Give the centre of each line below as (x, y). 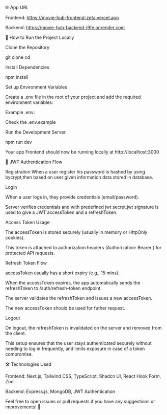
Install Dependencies (27, 67)
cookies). (15, 238)
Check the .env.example (31, 122)
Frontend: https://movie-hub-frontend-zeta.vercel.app (62, 18)
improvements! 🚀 (23, 407)
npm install (17, 77)
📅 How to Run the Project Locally (40, 37)
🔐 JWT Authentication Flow (34, 162)
